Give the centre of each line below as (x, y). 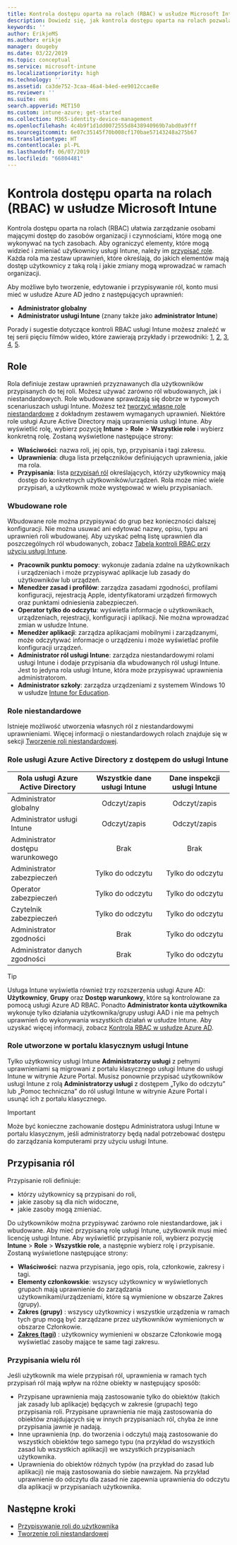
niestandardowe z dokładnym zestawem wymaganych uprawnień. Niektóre (116, 414)
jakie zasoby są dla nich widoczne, (68, 1201)
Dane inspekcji (194, 778)
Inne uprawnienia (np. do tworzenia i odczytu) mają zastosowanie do (118, 1434)
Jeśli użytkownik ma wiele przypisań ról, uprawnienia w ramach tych (107, 1375)
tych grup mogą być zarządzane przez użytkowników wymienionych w (121, 1319)
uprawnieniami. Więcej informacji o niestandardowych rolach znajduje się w (117, 734)
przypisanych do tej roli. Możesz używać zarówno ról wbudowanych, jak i (114, 391)
